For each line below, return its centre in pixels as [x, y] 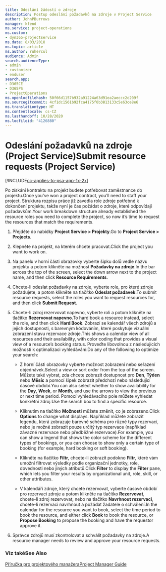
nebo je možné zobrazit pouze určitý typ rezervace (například [83, 427]
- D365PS [14, 88]
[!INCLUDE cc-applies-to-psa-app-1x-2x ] [47, 180]
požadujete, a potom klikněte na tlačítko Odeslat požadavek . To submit [84, 292]
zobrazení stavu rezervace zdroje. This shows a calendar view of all [81, 334]
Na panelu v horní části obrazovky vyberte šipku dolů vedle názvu [80, 261]
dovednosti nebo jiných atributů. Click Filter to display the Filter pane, [90, 468]
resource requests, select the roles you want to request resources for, [83, 297]
